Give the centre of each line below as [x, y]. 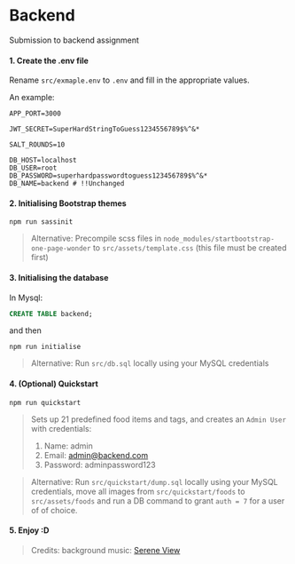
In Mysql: [26, 298]
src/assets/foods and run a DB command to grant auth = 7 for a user [158, 500]
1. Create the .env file [49, 60]
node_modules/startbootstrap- [219, 239]
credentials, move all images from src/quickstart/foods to [138, 491]
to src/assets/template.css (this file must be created [190, 248]
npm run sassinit [41, 222]
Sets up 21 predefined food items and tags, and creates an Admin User [158, 419]
